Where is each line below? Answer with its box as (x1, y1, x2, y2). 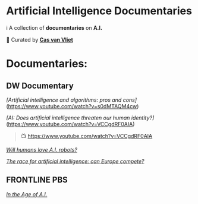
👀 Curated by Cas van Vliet (6, 36, 73, 43)
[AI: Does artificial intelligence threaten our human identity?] (6, 114, 155, 121)
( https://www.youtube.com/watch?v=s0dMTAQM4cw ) (6, 102, 139, 109)
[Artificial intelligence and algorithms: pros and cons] (6, 96, 137, 103)
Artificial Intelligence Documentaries (6, 4, 192, 18)
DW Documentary (6, 80, 74, 90)
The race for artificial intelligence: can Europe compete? (6, 158, 144, 165)
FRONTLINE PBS (6, 175, 68, 185)
